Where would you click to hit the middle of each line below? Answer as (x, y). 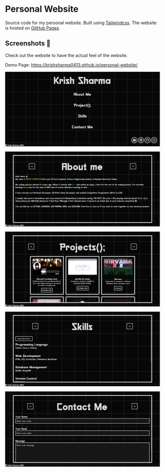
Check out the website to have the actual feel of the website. (67, 55)
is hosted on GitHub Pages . (33, 28)
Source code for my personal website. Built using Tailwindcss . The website (81, 23)
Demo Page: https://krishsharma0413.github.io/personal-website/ (71, 65)
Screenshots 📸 (28, 44)
